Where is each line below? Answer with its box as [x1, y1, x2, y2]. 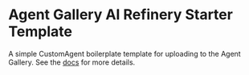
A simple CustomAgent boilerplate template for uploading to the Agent [8, 49, 241, 58]
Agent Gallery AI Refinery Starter [8, 6, 233, 24]
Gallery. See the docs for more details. [8, 57, 136, 67]
